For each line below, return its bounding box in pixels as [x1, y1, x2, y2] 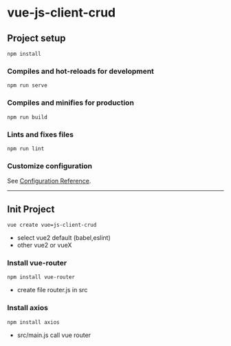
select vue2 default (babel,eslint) [16, 234, 111, 242]
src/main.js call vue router [16, 331, 91, 339]
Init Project [7, 203, 55, 215]
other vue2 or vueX [16, 241, 72, 249]
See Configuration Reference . [7, 177, 91, 185]
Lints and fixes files [7, 130, 74, 139]
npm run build [7, 114, 48, 121]
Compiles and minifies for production [7, 98, 134, 108]
